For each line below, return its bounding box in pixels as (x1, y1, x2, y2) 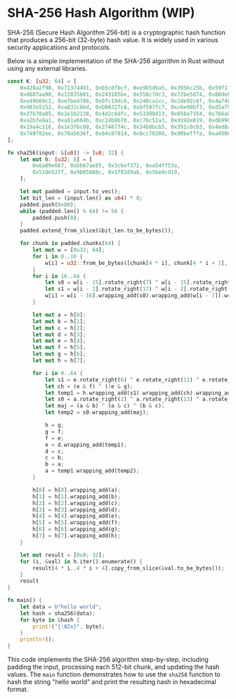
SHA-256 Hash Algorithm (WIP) (7, 5, 195, 21)
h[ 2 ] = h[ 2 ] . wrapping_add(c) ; (32, 499, 121, 507)
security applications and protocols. (7, 43, 111, 51)
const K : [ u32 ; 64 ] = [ (7, 77, 77, 85)
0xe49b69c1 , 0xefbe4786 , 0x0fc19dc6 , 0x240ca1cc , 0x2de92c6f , (20, 97, 206, 105)
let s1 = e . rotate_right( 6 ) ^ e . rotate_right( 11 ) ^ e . (44, 376, 209, 384)
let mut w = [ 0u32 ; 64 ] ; (32, 247, 105, 254)
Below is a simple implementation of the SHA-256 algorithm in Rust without (7, 56, 225, 65)
